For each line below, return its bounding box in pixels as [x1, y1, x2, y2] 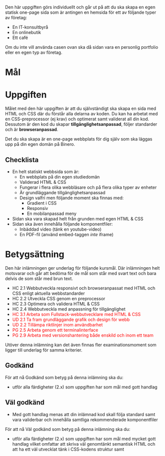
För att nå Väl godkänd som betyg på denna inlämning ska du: [5, 426, 131, 432]
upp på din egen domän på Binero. [5, 141, 75, 147]
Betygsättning [5, 249, 65, 260]
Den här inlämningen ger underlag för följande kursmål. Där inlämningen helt [5, 265, 160, 271]
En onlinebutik [12, 30, 41, 35]
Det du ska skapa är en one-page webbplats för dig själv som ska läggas [5, 136, 153, 142]
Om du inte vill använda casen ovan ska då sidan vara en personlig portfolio [5, 44, 159, 50]
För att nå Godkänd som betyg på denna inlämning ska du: [5, 374, 124, 380]
